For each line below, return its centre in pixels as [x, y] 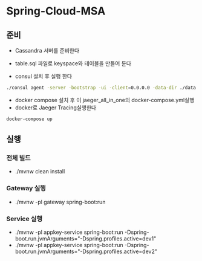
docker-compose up [29, 119]
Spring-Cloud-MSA [56, 11]
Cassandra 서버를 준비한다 [47, 50]
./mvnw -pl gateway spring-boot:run [60, 202]
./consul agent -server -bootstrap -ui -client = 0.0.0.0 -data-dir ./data [101, 88]
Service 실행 [24, 219]
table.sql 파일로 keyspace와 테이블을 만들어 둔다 [73, 63]
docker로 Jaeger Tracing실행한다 [56, 108]
